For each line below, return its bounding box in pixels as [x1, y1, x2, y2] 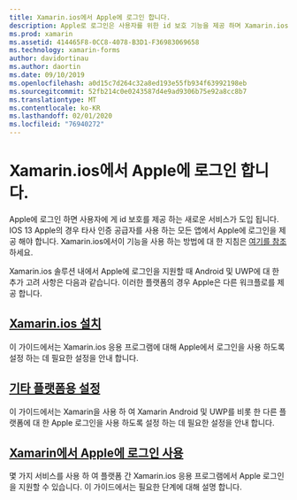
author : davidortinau [9, 54, 89, 63]
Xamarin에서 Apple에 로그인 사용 [9, 445, 184, 460]
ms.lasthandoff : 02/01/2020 [9, 112, 113, 120]
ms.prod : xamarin [9, 29, 73, 38]
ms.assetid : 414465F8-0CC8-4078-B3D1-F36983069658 [9, 37, 200, 47]
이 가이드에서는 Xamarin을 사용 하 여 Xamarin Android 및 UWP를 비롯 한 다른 [9, 406, 278, 417]
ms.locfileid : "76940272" [9, 120, 104, 129]
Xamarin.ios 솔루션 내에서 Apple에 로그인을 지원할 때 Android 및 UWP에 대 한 [9, 265, 280, 276]
